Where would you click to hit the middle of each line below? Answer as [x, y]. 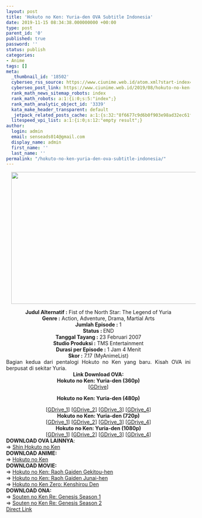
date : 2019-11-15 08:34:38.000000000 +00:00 [61, 22]
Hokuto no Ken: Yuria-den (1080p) [98, 428]
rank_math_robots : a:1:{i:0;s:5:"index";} [64, 98]
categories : [20, 55]
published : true [26, 39]
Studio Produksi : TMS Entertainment [98, 343]
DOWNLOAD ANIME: [32, 453]
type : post [19, 28]
